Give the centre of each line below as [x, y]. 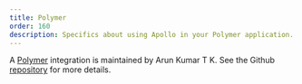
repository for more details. [60, 70]
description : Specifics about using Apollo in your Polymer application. [152, 34]
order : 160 [30, 26]
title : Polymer [38, 18]
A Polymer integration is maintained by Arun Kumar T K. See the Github [142, 61]
